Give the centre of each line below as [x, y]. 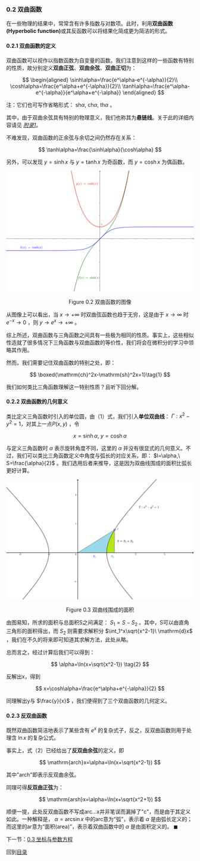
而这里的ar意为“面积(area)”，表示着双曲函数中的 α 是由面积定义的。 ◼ [92, 826]
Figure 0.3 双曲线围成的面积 [100, 610]
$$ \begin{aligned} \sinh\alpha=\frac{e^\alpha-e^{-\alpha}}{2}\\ [100, 79]
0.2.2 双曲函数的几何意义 [37, 402]
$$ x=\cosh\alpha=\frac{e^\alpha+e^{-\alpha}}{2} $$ [100, 688]
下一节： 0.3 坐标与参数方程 [40, 839]
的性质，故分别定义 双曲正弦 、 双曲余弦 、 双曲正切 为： [71, 67]
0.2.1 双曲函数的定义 [31, 45]
